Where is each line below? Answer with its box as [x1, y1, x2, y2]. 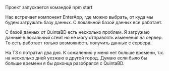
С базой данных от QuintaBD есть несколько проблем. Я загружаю [5, 29, 150, 35]
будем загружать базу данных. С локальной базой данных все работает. [5, 20, 163, 25]
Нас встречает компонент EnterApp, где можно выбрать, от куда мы [5, 14, 153, 20]
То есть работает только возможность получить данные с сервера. [5, 40, 152, 46]
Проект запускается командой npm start [5, 5, 93, 10]
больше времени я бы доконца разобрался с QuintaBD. [5, 60, 125, 66]
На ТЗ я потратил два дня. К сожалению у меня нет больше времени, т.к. [5, 50, 164, 55]
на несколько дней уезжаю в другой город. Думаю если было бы [5, 55, 147, 61]
